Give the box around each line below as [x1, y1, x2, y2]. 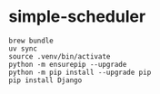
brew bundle [8, 36, 54, 45]
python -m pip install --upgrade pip [8, 68, 152, 77]
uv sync [8, 43, 38, 53]
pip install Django [8, 75, 83, 85]
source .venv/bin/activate [8, 52, 111, 61]
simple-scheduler [8, 6, 146, 27]
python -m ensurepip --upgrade [8, 60, 127, 69]
